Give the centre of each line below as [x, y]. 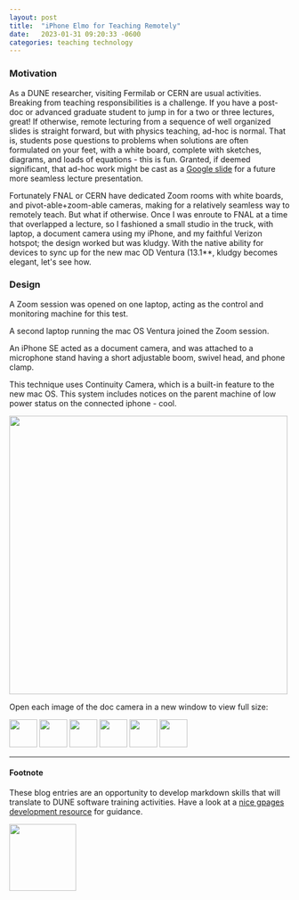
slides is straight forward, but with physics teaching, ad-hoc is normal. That [148, 131]
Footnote [26, 773]
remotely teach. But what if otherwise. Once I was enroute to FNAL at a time [149, 214]
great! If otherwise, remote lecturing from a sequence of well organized [140, 121]
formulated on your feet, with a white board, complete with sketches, [136, 150]
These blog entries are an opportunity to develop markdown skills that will [145, 793]
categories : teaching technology [71, 42]
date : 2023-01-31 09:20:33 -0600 [75, 34]
